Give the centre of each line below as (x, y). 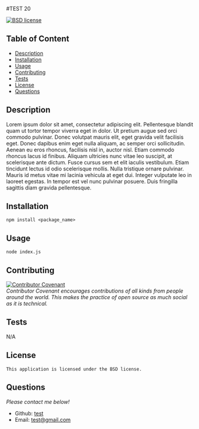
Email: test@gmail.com (43, 419)
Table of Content (38, 39)
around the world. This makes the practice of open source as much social (97, 297)
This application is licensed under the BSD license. (74, 369)
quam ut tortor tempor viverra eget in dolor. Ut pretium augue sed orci (91, 130)
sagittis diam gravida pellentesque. (49, 188)
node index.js (24, 252)
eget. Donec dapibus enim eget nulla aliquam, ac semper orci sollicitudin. (96, 143)
